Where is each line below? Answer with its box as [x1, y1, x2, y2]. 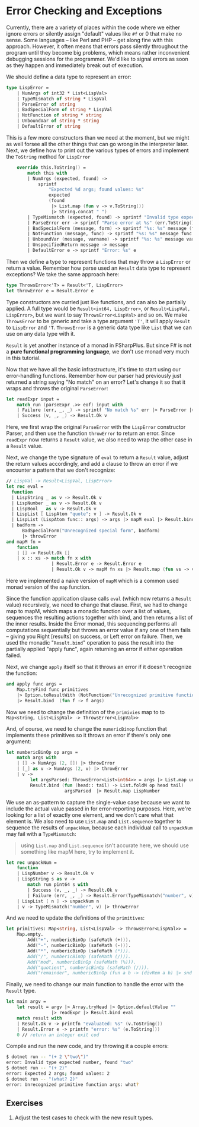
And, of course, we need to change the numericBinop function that [6, 725, 168, 732]
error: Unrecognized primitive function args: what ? [6, 1081, 139, 1088]
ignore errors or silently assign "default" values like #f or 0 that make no [6, 30, 182, 37]
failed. [6, 652, 22, 659]
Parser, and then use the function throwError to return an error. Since [6, 430, 175, 437]
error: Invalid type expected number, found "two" [6, 1059, 134, 1066]
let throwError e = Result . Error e [6, 288, 94, 293]
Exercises [6, 1098, 43, 1109]
